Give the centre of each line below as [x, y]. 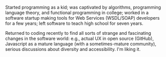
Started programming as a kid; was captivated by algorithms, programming [83, 7]
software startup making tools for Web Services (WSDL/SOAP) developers [82, 18]
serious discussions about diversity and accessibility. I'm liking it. [73, 49]
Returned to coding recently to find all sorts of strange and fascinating [78, 33]
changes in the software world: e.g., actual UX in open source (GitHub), [79, 38]
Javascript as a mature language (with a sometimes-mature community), [81, 44]
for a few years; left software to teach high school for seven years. [74, 23]
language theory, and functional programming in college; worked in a [77, 13]
